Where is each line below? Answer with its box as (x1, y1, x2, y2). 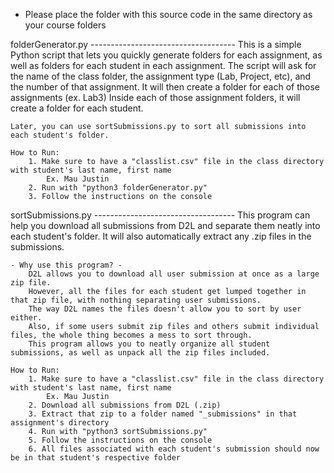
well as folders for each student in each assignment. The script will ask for (10, 60, 317, 71)
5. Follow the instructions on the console (28, 435, 213, 445)
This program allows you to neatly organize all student (28, 339, 271, 349)
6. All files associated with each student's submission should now (28, 444, 320, 454)
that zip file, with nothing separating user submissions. (10, 295, 262, 305)
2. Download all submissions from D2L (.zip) (28, 400, 222, 410)
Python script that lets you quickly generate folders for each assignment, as (10, 49, 323, 61)
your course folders (24, 19, 107, 31)
